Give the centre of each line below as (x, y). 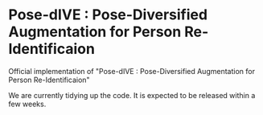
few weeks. (27, 104)
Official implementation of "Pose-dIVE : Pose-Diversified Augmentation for (132, 71)
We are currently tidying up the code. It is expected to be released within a (132, 95)
